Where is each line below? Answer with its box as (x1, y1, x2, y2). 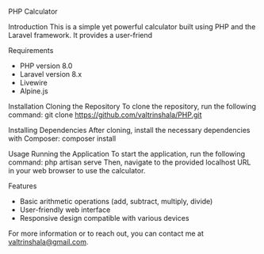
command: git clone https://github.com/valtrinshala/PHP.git (8, 110, 202, 119)
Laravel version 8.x (19, 70, 82, 78)
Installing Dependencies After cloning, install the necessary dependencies (8, 126, 251, 135)
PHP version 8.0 (19, 61, 73, 70)
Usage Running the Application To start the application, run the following (8, 150, 246, 158)
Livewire (19, 78, 48, 87)
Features (8, 181, 37, 191)
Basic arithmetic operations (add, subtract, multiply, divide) (19, 197, 213, 206)
